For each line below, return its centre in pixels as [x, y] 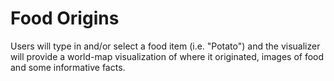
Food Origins [65, 18]
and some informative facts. [68, 67]
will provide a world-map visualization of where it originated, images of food [167, 56]
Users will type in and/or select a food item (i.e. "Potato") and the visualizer [165, 46]
